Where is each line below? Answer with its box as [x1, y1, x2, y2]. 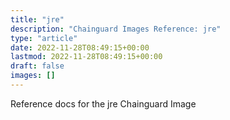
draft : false [10, 61, 65, 71]
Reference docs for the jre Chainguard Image [10, 97, 197, 110]
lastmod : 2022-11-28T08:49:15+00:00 [10, 52, 163, 62]
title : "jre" [10, 14, 65, 25]
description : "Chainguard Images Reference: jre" [10, 24, 222, 34]
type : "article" [10, 33, 78, 43]
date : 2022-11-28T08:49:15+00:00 [10, 42, 150, 53]
